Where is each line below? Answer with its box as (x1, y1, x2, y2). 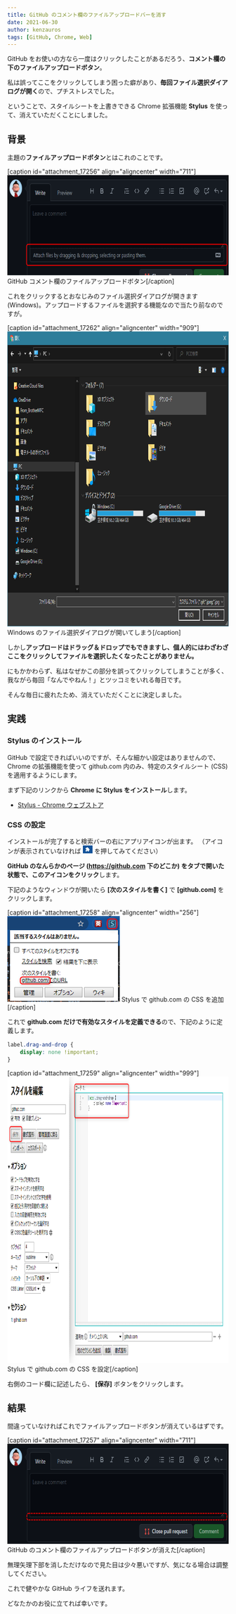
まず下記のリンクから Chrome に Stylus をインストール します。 (7, 785, 191, 794)
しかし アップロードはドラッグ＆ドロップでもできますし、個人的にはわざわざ (7, 643, 229, 652)
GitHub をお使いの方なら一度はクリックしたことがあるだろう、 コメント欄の (7, 55, 226, 63)
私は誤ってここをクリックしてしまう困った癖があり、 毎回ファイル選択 (7, 78, 210, 87)
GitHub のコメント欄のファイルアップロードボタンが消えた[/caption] (7, 1546, 206, 1554)
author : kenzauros (7, 26, 61, 33)
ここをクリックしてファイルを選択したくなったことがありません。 (7, 652, 198, 660)
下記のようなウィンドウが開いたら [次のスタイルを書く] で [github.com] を (7, 886, 225, 894)
